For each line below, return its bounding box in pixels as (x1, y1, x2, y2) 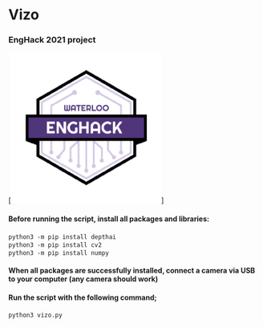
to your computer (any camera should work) (8, 274, 159, 284)
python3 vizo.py (8, 311, 63, 320)
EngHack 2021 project (8, 34, 96, 46)
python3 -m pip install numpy (8, 248, 110, 257)
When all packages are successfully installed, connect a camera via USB (8, 266, 256, 276)
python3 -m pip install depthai (8, 232, 116, 241)
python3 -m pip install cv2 (8, 240, 103, 249)
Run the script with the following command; (8, 293, 158, 302)
